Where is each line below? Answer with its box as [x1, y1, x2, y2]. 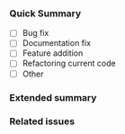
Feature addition [22, 48, 84, 58]
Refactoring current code [22, 58, 116, 69]
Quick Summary [9, 7, 82, 20]
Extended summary [9, 91, 97, 103]
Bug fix [22, 28, 49, 39]
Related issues [9, 115, 75, 128]
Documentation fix [22, 38, 92, 49]
